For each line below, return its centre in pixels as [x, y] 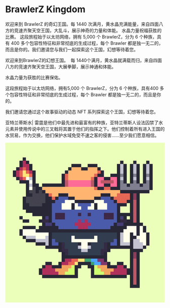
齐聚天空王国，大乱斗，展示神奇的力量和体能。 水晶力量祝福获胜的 [92, 30]
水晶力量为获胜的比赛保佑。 [34, 77]
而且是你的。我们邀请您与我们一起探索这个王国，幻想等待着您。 [72, 49]
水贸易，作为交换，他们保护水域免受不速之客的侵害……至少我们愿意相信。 [82, 135]
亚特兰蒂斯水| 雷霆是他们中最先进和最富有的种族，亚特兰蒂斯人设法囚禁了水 [84, 122]
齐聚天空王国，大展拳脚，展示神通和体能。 [72, 67]
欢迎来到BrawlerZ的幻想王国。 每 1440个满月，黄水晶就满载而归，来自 [79, 60]
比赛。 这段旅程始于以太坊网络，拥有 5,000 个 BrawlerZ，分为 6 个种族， [81, 37]
